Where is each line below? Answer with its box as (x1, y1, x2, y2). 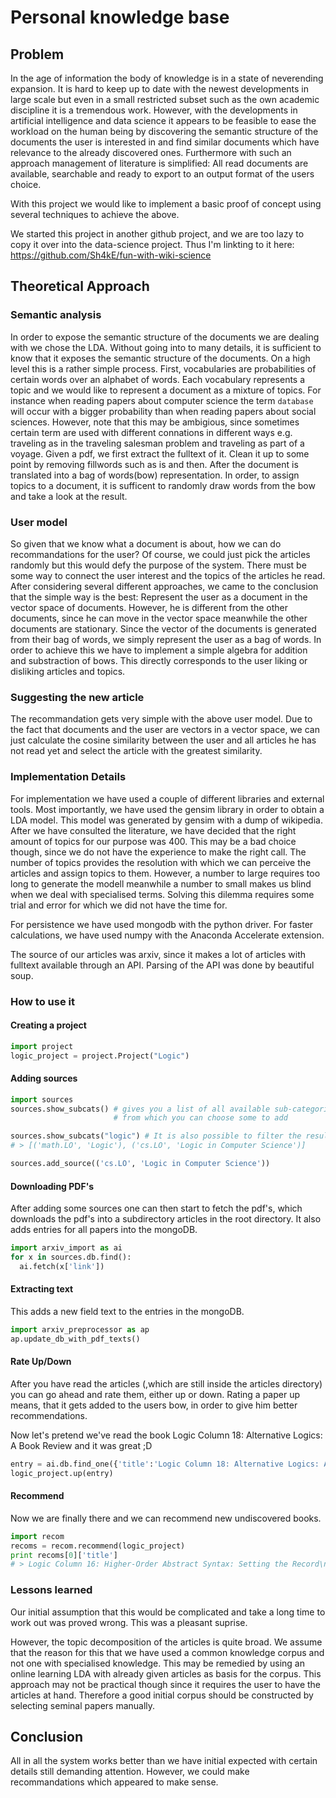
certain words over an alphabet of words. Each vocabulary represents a (10, 373, 306, 385)
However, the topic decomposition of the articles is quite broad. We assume (10, 1636, 323, 1648)
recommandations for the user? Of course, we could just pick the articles (10, 548, 311, 560)
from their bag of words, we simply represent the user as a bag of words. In (10, 633, 322, 645)
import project (10, 1041, 74, 1051)
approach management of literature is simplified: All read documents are (10, 157, 309, 169)
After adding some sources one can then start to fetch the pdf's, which (10, 1202, 303, 1215)
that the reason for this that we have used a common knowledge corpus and (10, 1646, 325, 1658)
